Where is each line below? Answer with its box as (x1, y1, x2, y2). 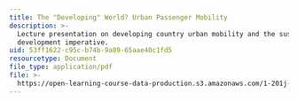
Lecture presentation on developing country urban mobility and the (17, 29, 276, 38)
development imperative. (17, 37, 109, 47)
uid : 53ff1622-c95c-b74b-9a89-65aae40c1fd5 (9, 46, 173, 55)
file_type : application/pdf (9, 63, 114, 72)
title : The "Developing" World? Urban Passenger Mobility (9, 12, 228, 22)
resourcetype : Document (9, 54, 98, 63)
